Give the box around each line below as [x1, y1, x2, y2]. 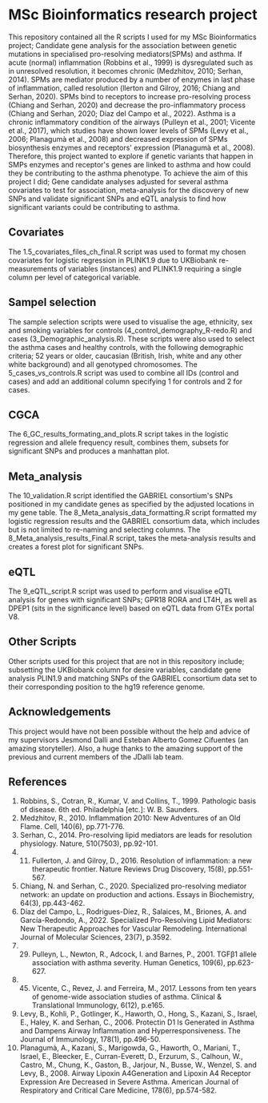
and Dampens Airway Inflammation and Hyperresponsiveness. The [19, 1026, 242, 1036]
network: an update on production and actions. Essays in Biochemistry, [19, 890, 254, 900]
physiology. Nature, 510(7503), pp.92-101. [19, 839, 158, 848]
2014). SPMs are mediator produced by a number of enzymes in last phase [8, 74, 255, 84]
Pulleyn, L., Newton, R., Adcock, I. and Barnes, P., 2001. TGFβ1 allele [31, 949, 258, 959]
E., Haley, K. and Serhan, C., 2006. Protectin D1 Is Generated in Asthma [19, 1017, 254, 1027]
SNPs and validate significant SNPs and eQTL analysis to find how [8, 194, 226, 203]
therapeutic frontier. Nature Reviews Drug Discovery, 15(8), [31, 864, 226, 874]
